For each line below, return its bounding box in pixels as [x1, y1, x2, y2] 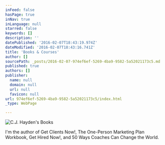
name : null [10, 78, 33, 83]
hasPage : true [5, 12, 35, 17]
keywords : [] [5, 31, 33, 36]
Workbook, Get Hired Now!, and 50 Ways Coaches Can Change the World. [5, 134, 159, 140]
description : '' [5, 36, 39, 41]
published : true [5, 63, 39, 68]
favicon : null [10, 92, 39, 97]
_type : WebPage [5, 101, 37, 106]
